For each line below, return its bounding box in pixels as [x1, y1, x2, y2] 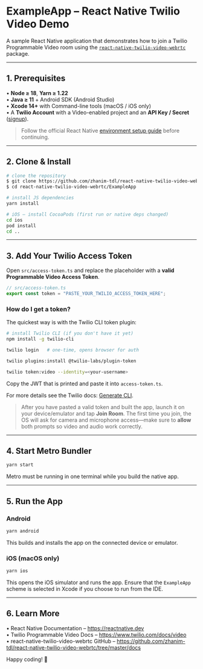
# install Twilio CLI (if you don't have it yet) [6, 330, 134, 337]
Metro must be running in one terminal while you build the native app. [6, 473, 179, 480]
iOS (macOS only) [6, 554, 60, 562]
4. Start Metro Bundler [6, 446, 92, 456]
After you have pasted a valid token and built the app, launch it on [21, 403, 185, 410]
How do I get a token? [6, 305, 71, 313]
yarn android [6, 528, 39, 534]
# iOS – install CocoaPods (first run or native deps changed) [6, 211, 169, 218]
